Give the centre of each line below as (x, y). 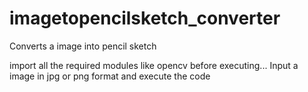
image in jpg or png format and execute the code (110, 76)
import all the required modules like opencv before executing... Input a (154, 65)
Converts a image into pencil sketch (83, 46)
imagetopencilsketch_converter (145, 18)
